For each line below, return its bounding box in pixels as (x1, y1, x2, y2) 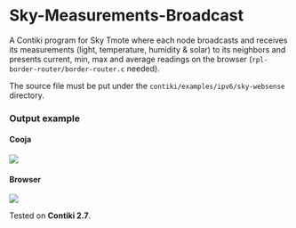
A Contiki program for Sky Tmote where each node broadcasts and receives (9, 35, 288, 45)
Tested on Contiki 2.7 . (9, 210, 92, 221)
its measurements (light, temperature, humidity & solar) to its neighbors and (9, 44, 286, 54)
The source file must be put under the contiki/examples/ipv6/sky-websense (9, 80, 286, 91)
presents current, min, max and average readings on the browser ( (9, 53, 252, 64)
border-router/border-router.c (9, 64, 125, 74)
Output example (9, 112, 80, 125)
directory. (9, 90, 44, 101)
